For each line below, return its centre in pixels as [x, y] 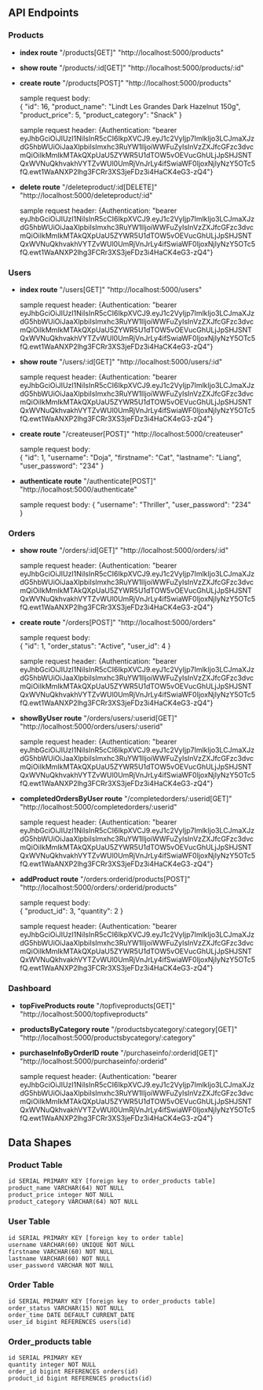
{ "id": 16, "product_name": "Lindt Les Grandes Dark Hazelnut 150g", [130, 106]
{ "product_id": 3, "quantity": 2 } [71, 911]
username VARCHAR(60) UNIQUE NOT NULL [71, 1245]
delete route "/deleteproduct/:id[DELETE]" [88, 187]
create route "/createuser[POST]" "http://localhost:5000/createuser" [131, 433]
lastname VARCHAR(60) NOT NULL [59, 1258]
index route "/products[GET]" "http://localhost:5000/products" [121, 52]
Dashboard [30, 989]
